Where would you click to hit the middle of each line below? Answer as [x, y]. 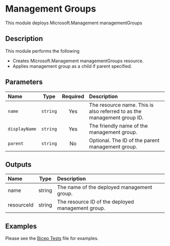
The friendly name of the [119, 126]
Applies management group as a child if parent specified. [72, 66]
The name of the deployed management [105, 187]
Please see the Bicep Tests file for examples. [52, 238]
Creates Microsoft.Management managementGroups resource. [78, 61]
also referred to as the [115, 111]
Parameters [24, 82]
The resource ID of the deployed [95, 202]
